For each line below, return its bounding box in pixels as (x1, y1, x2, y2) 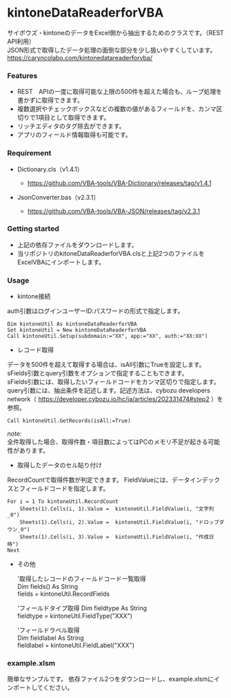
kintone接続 (17, 292, 51, 301)
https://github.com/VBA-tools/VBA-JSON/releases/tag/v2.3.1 (27, 207, 200, 215)
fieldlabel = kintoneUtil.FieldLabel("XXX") (17, 641, 135, 650)
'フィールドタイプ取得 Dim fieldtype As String (17, 604, 147, 612)
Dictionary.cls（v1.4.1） (17, 164, 84, 173)
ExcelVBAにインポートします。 (17, 258, 106, 266)
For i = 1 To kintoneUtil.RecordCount (7, 498, 119, 505)
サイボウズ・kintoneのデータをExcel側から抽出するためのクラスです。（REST (7, 28, 224, 37)
